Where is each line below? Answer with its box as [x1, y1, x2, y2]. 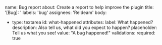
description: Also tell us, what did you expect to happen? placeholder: [12, 24, 157, 30]
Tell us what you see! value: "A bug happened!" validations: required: [12, 30, 156, 35]
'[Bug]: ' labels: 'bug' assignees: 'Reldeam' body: [5, 9, 107, 15]
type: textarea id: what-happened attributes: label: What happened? [12, 19, 153, 25]
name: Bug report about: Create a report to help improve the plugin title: [5, 4, 154, 10]
